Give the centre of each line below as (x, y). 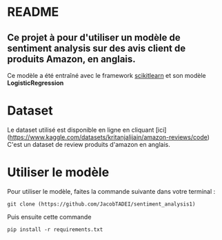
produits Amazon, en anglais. (71, 59)
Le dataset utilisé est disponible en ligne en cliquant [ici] (87, 130)
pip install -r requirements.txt (55, 229)
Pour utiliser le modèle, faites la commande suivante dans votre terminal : (111, 191)
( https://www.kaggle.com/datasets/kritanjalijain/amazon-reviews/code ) (109, 137)
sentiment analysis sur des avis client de (97, 48)
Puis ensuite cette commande (49, 217)
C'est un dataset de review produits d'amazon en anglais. (89, 144)
